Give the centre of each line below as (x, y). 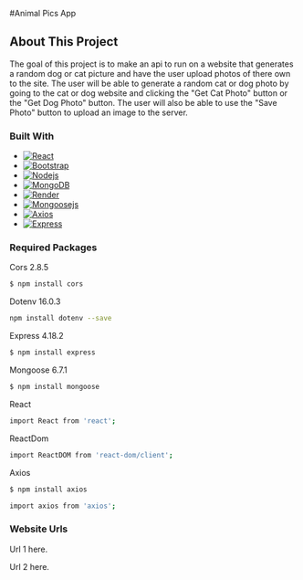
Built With (32, 136)
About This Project (64, 42)
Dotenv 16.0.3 (35, 301)
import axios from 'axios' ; (63, 506)
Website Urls (39, 529)
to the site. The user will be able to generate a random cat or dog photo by (149, 83)
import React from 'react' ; (63, 421)
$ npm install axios (49, 489)
